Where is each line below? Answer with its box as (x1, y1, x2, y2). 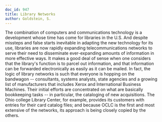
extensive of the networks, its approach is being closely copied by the (5, 107, 146, 113)
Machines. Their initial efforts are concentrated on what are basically (5, 86, 143, 93)
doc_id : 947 (5, 7, 29, 12)
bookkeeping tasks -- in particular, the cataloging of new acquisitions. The (5, 92, 155, 98)
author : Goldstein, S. (5, 16, 51, 21)
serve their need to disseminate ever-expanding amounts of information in (5, 50, 155, 56)
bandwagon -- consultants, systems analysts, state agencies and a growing (5, 76, 158, 82)
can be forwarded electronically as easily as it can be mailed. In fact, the (5, 66, 151, 72)
